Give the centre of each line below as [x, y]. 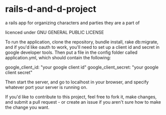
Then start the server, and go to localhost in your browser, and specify [77, 82]
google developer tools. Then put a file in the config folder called [71, 52]
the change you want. [27, 107]
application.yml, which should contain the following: [58, 57]
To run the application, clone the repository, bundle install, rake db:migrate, [82, 42]
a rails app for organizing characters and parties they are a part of [72, 23]
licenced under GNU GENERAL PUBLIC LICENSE [55, 32]
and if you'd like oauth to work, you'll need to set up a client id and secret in [83, 47]
